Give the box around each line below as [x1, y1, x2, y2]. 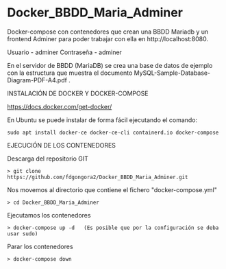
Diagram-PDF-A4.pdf [7, 75, 67, 84]
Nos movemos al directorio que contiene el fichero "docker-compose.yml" [7, 185, 217, 194]
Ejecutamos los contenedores [7, 211, 91, 219]
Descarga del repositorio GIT [7, 154, 89, 163]
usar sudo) [7, 230, 38, 237]
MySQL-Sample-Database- [134, 69, 211, 77]
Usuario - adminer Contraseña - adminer [7, 48, 122, 56]
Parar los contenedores [7, 242, 73, 250]
